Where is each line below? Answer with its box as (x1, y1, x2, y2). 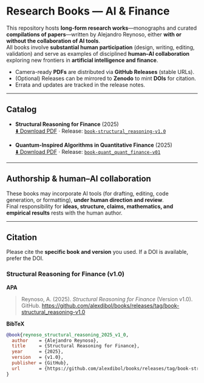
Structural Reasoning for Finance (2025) (15, 120, 120, 128)
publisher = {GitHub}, (12, 360, 69, 366)
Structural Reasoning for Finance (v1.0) (6, 270, 124, 278)
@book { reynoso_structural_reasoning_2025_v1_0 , (6, 331, 129, 338)
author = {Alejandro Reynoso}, (12, 338, 99, 344)
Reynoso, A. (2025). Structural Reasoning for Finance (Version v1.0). (21, 295, 193, 302)
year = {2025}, (12, 348, 64, 355)
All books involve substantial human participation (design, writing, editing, (6, 44, 195, 51)
